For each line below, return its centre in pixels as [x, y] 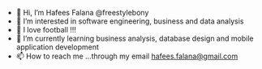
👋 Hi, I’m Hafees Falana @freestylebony [82, 13]
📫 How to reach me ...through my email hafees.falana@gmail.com [127, 56]
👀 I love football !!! [46, 30]
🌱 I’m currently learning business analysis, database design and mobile [135, 38]
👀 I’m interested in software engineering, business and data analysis [130, 21]
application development [58, 47]
